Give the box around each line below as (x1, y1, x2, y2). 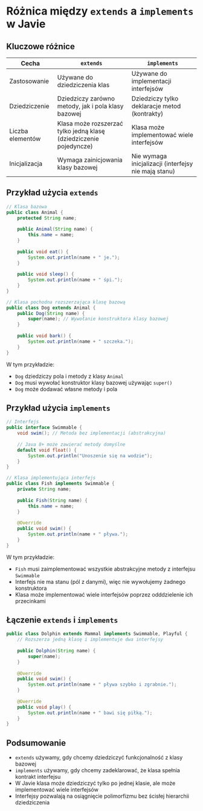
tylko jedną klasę (57, 127, 105, 135)
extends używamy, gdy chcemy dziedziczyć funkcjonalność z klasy (14, 754, 183, 761)
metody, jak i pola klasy (57, 102, 124, 110)
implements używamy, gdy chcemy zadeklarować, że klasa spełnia (14, 767, 180, 774)
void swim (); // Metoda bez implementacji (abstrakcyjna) (17, 430, 166, 437)
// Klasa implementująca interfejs (6, 475, 96, 481)
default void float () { (17, 447, 77, 453)
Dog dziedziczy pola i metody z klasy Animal (14, 372, 124, 380)
